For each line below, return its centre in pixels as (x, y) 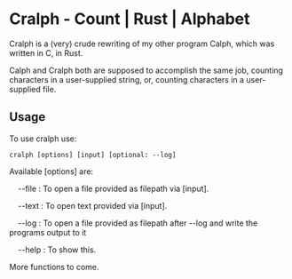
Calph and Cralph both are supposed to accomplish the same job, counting (146, 70)
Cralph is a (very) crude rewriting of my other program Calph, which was (142, 44)
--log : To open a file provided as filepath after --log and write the (138, 223)
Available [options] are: (51, 171)
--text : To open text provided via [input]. (92, 205)
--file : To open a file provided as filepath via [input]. (113, 188)
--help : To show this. (57, 250)
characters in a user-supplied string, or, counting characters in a (127, 79)
